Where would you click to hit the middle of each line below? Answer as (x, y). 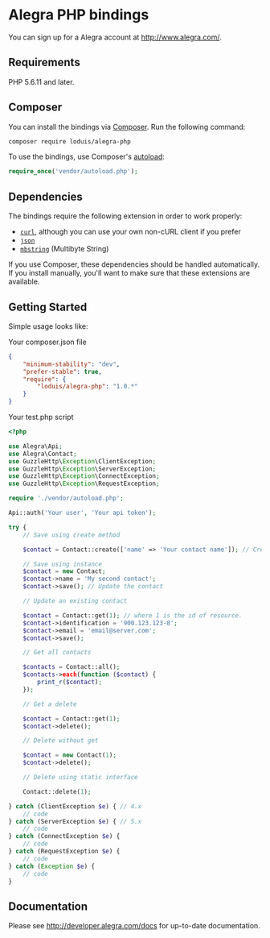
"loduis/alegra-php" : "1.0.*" (88, 387)
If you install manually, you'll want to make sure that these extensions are (129, 273)
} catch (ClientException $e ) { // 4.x (75, 806)
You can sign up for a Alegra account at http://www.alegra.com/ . (115, 37)
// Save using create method (72, 535)
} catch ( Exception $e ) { (51, 866)
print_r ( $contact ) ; (70, 683)
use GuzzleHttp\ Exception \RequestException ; (84, 484)
